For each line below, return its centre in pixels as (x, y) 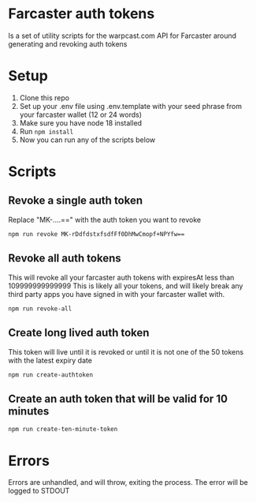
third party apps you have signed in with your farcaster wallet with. (117, 294)
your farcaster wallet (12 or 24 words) (80, 114)
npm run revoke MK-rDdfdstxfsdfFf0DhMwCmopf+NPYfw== (96, 234)
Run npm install (46, 131)
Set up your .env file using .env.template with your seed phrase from (131, 106)
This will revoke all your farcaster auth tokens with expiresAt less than (121, 277)
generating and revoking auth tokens (68, 43)
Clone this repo (44, 98)
